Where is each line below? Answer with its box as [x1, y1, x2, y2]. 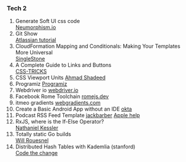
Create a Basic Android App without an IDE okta [15, 105, 132, 113]
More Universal [15, 49, 53, 56]
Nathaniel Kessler [15, 124, 59, 131]
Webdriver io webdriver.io [15, 87, 79, 94]
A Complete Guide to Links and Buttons [15, 61, 112, 69]
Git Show [15, 30, 38, 37]
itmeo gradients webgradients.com [15, 99, 101, 106]
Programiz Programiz [15, 80, 68, 88]
